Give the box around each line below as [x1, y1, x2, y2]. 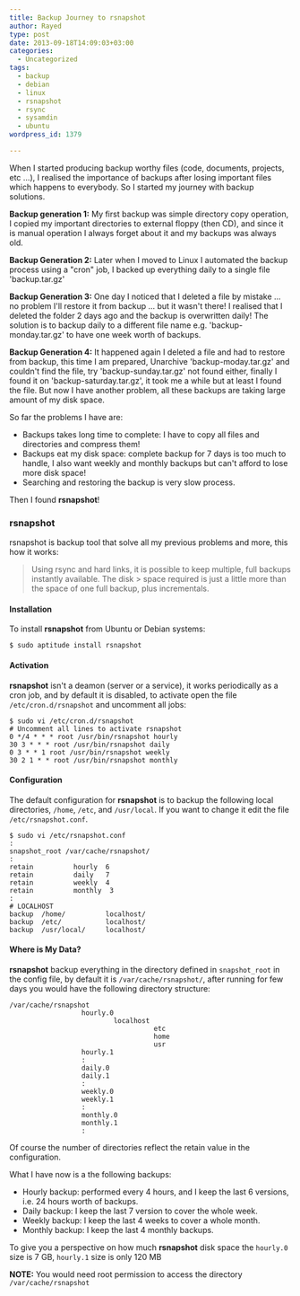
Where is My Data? [9, 944, 81, 955]
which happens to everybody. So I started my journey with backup [9, 181, 254, 192]
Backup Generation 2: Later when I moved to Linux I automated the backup [9, 254, 288, 265]
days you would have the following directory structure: [9, 983, 210, 993]
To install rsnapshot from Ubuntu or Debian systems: [9, 623, 206, 634]
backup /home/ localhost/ [9, 909, 146, 919]
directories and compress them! [21, 438, 141, 449]
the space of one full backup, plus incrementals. [30, 583, 210, 594]
